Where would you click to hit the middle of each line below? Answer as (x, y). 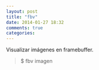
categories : (21, 33)
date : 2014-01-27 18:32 (35, 22)
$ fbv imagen (36, 61)
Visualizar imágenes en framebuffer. (50, 50)
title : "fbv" (22, 17)
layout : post (22, 11)
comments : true (25, 28)
